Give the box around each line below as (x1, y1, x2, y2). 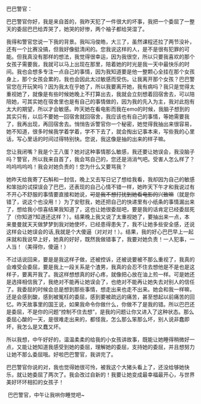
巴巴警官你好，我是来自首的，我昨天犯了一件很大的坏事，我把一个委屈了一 (6, 18, 190, 25)
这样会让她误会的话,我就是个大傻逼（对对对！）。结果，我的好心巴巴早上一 (6, 228, 189, 235)
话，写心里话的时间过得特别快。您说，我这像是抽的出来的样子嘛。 (6, 135, 169, 142)
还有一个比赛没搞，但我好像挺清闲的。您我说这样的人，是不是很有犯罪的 (6, 45, 184, 53)
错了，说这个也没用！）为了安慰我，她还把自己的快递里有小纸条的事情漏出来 (6, 198, 195, 205)
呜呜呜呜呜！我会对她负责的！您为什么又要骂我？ (6, 163, 127, 170)
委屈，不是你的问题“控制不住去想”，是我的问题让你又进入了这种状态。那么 (11, 308, 194, 315)
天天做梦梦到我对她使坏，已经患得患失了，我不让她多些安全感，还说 (26, 221, 195, 227)
